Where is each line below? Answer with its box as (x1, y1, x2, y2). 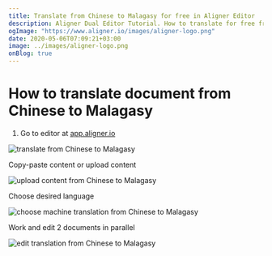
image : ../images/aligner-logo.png (8, 42, 129, 50)
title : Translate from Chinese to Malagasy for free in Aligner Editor (8, 11, 255, 20)
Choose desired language (8, 191, 95, 201)
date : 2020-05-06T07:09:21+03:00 (8, 34, 121, 43)
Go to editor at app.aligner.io (19, 128, 116, 138)
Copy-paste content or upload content (8, 160, 137, 169)
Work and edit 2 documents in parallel (8, 222, 135, 232)
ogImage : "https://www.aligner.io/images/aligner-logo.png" (8, 27, 216, 35)
